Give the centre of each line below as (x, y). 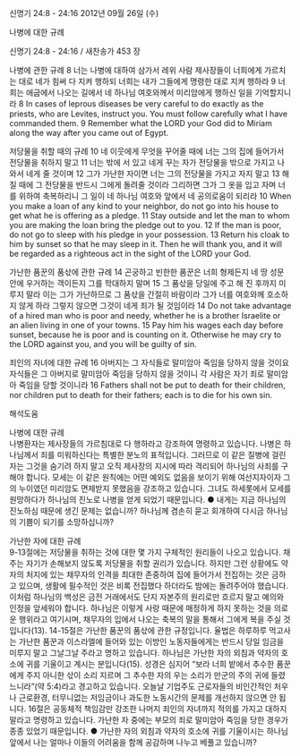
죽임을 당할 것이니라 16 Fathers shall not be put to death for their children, (152, 385)
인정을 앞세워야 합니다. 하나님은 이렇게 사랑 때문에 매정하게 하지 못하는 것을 (141, 608)
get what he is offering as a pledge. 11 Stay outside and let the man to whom (150, 216)
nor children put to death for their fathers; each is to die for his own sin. (141, 395)
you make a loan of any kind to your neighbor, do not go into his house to (144, 206)
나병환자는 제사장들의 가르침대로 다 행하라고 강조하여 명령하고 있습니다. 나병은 (146, 444)
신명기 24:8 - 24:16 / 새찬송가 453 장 (75, 51)
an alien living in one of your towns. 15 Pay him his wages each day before (146, 325)
